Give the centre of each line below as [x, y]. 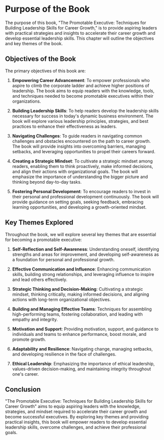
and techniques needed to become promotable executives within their [83, 96]
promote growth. [29, 339]
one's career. [25, 374]
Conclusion [23, 389]
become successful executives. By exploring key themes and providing [77, 417]
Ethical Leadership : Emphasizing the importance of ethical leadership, [83, 363]
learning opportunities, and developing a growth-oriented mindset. [79, 207]
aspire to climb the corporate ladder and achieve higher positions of [81, 85]
